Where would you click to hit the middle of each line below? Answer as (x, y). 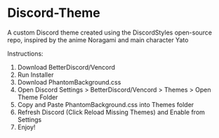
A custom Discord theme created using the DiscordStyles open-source (110, 32)
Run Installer (35, 75)
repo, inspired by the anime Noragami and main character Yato (98, 39)
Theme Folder (38, 97)
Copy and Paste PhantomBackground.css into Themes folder (106, 104)
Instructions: (25, 54)
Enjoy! (26, 127)
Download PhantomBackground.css (69, 82)
